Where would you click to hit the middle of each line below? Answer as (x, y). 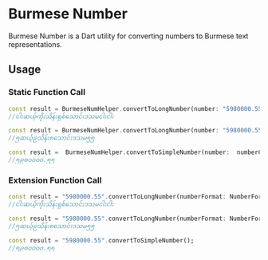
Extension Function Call (55, 180)
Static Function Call (47, 93)
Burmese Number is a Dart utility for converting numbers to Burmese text (128, 36)
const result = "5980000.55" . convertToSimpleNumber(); (101, 240)
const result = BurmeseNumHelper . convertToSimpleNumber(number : (119, 152)
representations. (35, 44)
